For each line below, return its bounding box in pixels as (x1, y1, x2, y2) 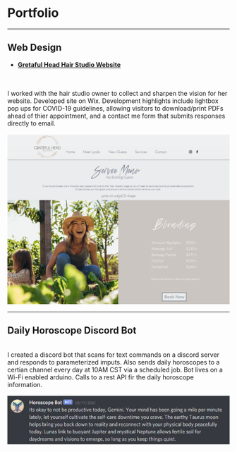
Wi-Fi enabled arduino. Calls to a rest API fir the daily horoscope (7, 373, 194, 381)
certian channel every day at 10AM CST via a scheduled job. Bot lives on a (7, 365, 224, 374)
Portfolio (7, 5, 59, 21)
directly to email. (7, 118, 56, 128)
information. (7, 381, 43, 389)
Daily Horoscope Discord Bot (7, 324, 137, 336)
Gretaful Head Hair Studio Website (17, 60, 121, 68)
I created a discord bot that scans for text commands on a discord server (7, 350, 220, 359)
